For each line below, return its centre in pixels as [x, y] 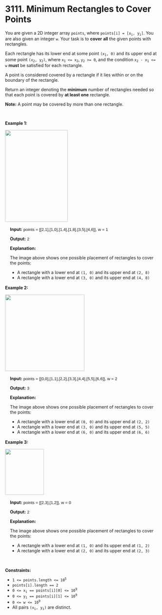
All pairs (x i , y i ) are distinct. [42, 608]
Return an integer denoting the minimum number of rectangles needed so [80, 90]
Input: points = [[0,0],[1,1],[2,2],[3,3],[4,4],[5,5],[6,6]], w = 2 [64, 379]
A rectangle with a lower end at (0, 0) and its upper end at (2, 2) [83, 422]
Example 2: [17, 288]
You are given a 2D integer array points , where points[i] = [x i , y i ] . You [79, 33]
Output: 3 [20, 388]
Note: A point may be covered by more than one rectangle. [64, 104]
